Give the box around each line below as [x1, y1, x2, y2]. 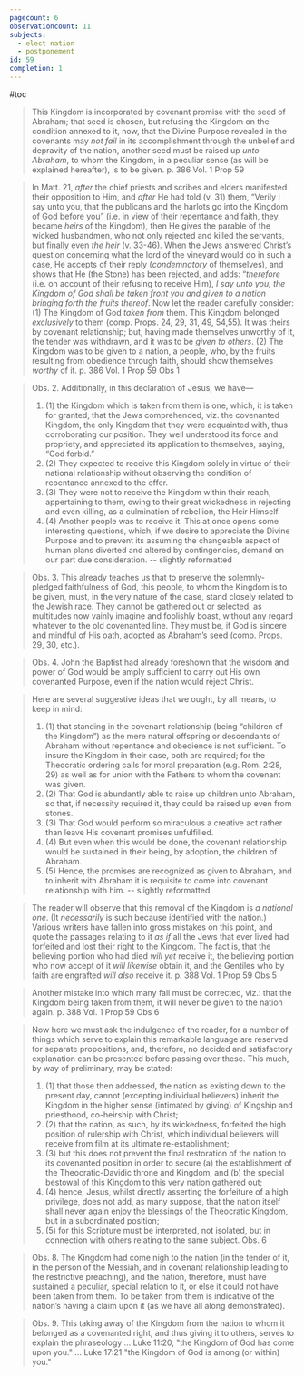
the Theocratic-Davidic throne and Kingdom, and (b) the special [44, 1166, 285, 1177]
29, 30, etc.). [31, 639, 80, 649]
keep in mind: [31, 703, 83, 714]
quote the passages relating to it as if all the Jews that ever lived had [31, 931, 289, 942]
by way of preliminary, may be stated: [31, 1062, 172, 1073]
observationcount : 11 [9, 22, 92, 31]
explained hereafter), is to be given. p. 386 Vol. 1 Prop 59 [31, 164, 245, 175]
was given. [44, 778, 86, 789]
